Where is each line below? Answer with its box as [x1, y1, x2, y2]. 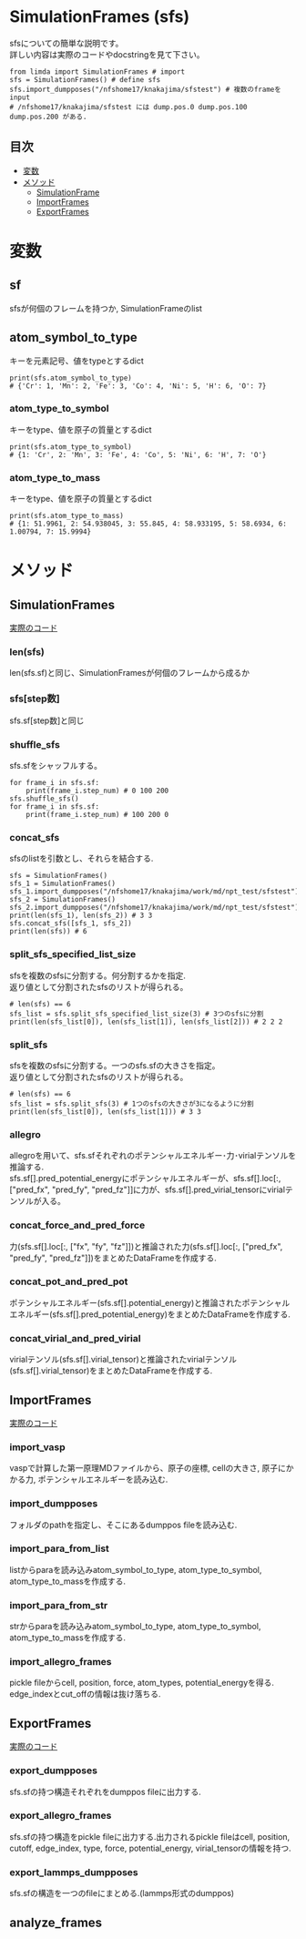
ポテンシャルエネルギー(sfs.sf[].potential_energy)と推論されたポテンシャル [9, 1297, 291, 1308]
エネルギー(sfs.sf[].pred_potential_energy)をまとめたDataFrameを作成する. [9, 1309, 291, 1320]
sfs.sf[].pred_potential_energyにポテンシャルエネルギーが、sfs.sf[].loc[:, [9, 1173, 281, 1184]
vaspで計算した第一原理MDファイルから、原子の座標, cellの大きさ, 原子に [9, 1463, 287, 1474]
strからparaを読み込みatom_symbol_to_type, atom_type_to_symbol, [9, 1621, 261, 1632]
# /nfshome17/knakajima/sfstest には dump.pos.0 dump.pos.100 [9, 102, 248, 111]
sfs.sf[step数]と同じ [9, 715, 85, 726]
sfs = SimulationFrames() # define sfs [9, 75, 161, 84]
